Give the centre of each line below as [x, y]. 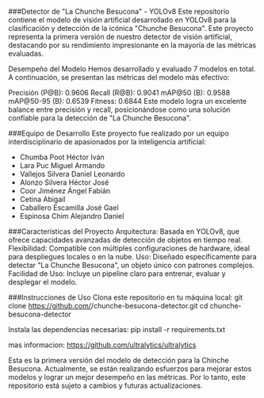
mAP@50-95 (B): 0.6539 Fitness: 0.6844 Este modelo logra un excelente [128, 101]
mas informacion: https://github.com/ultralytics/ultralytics [102, 345]
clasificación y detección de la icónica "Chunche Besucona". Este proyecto [131, 28]
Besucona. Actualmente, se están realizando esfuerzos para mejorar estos [130, 369]
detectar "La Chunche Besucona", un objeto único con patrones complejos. [132, 265]
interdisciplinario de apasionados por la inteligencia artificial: [107, 142]
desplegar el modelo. [43, 282]
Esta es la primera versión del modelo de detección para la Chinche [119, 360]
